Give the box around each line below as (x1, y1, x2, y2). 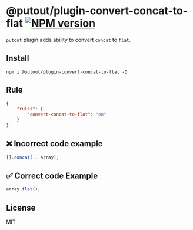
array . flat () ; (6, 186, 41, 192)
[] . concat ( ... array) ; (6, 155, 59, 160)
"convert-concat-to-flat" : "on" (27, 111, 107, 117)
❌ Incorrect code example (6, 139, 103, 149)
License (6, 202, 36, 213)
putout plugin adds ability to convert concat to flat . (6, 36, 131, 43)
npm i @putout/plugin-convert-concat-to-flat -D (6, 69, 128, 75)
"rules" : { (16, 106, 44, 112)
